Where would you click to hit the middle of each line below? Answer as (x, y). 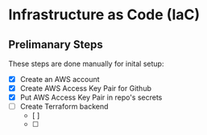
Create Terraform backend (64, 107)
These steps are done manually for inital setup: (86, 63)
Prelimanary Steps (56, 45)
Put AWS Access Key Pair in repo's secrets (91, 97)
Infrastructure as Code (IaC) (104, 15)
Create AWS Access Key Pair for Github (85, 88)
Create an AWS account (60, 79)
